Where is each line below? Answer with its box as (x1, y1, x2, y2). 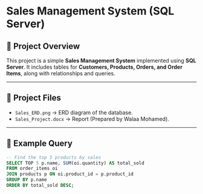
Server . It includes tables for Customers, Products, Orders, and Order (6, 63, 183, 70)
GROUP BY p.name (6, 177, 47, 183)
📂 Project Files (6, 93, 62, 103)
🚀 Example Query (6, 139, 72, 149)
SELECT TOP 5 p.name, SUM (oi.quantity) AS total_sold (6, 160, 145, 166)
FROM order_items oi (6, 166, 59, 172)
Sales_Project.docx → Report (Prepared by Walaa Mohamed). (14, 115, 169, 122)
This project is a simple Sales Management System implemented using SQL (6, 57, 196, 64)
